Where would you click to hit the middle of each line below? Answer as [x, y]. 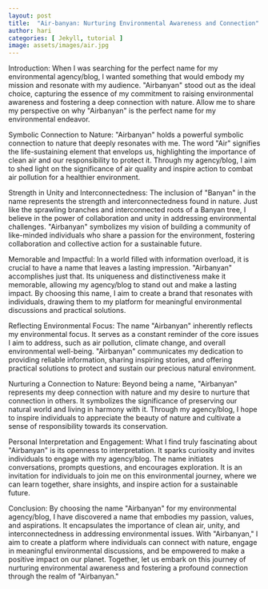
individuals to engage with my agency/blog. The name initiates [111, 459]
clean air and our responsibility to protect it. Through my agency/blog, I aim [132, 160]
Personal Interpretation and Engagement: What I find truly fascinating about [133, 442]
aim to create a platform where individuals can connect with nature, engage [133, 543]
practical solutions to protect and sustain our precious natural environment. [132, 368]
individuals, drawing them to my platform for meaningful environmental [125, 302]
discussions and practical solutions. [67, 311]
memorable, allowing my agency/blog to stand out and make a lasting [123, 285]
